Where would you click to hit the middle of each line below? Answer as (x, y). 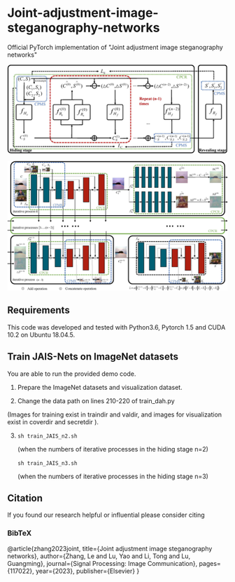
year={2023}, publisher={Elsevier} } (87, 571)
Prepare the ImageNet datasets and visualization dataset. (100, 387)
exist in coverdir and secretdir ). (53, 421)
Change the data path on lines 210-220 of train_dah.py (96, 400)
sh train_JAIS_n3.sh (47, 463)
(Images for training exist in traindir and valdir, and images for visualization (115, 414)
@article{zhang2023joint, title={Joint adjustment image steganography (110, 548)
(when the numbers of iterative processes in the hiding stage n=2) (113, 449)
